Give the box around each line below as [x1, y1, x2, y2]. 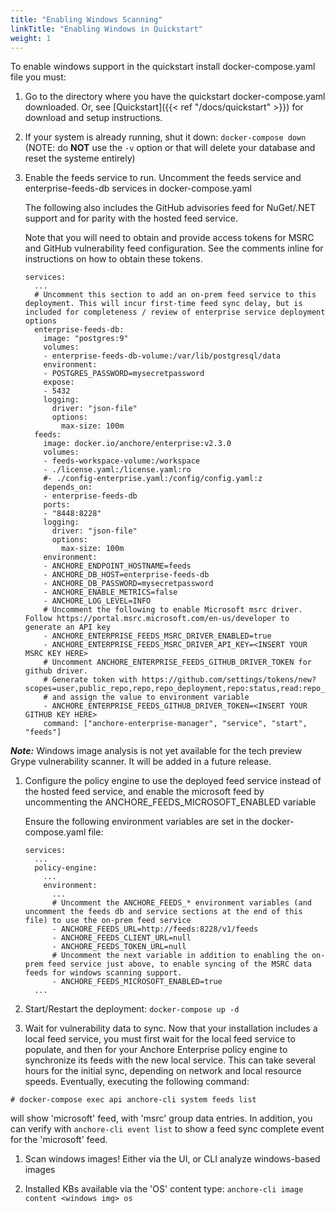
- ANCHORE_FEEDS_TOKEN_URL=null [51, 942, 187, 952]
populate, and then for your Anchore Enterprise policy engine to [24, 1044, 288, 1056]
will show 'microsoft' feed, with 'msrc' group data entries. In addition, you [10, 1112, 313, 1125]
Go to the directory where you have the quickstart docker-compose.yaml [24, 91, 326, 103]
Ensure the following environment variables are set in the [24, 816, 260, 828]
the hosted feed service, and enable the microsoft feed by [24, 786, 265, 798]
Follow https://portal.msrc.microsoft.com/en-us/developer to [24, 614, 290, 624]
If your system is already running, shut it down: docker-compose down [24, 131, 307, 143]
